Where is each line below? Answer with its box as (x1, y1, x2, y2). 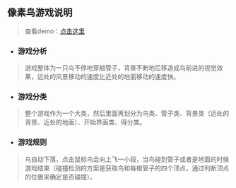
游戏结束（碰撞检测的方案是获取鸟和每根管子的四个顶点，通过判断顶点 (24, 163, 230, 172)
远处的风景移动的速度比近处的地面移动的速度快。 (37, 73, 180, 81)
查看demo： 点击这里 (24, 27, 85, 35)
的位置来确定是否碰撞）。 (24, 172, 97, 181)
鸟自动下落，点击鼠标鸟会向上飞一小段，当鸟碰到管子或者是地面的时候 (24, 155, 230, 163)
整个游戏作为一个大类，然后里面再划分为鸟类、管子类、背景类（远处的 (24, 109, 230, 118)
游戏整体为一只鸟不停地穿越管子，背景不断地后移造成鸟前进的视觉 (24, 64, 217, 72)
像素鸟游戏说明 (7, 6, 73, 19)
